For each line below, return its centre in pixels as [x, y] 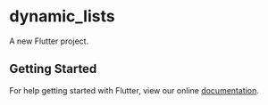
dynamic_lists [62, 16]
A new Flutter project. [49, 41]
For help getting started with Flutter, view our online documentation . [134, 90]
